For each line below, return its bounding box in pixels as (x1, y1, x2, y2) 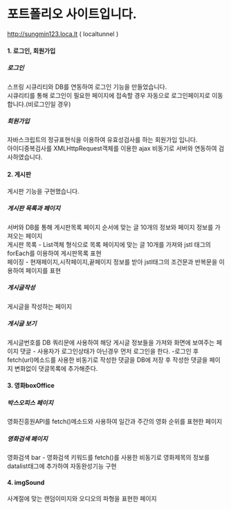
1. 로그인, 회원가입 (7, 46, 56, 55)
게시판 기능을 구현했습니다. (7, 187, 80, 195)
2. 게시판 (7, 171, 32, 179)
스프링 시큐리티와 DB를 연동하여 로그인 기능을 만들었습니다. (7, 83, 167, 91)
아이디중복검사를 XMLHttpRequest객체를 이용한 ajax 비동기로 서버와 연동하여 (7, 144, 217, 153)
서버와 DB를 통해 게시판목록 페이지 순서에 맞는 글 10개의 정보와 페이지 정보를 (7, 223, 214, 231)
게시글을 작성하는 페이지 (7, 302, 73, 311)
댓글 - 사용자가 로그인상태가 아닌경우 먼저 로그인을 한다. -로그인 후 (19, 347, 199, 355)
